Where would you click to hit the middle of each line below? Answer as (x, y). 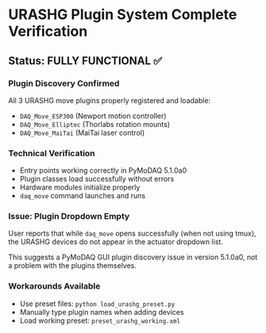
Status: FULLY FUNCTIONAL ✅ (85, 61)
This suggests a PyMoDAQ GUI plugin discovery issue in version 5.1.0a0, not (133, 257)
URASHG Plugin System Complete (123, 15)
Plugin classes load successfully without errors (97, 179)
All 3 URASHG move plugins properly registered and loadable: (110, 100)
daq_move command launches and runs (82, 196)
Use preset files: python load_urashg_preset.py (97, 304)
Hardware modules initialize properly (80, 187)
